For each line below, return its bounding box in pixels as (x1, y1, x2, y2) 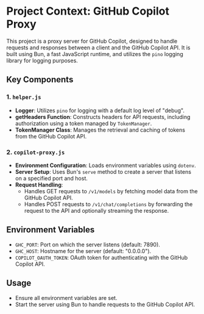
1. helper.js (6, 93, 41, 101)
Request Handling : (15, 181, 63, 188)
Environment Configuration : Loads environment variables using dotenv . (15, 162, 196, 169)
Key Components (6, 74, 74, 85)
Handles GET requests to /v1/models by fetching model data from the (24, 187, 198, 194)
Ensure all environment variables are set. (15, 294, 118, 301)
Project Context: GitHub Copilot (6, 4, 169, 18)
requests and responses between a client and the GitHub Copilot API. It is (6, 44, 191, 51)
